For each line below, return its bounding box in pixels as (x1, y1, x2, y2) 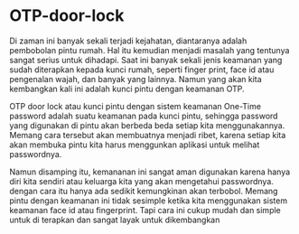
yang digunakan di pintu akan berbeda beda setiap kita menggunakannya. (9, 119, 285, 131)
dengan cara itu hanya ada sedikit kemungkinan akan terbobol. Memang (9, 185, 278, 196)
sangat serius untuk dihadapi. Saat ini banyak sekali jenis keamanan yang (9, 54, 283, 65)
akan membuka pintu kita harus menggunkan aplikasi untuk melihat (9, 139, 260, 150)
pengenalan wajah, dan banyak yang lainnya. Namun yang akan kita (9, 73, 262, 84)
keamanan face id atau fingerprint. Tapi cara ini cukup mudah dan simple (9, 204, 282, 215)
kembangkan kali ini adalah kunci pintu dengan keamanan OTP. (9, 83, 246, 94)
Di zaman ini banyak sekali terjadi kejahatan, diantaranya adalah (9, 35, 248, 46)
